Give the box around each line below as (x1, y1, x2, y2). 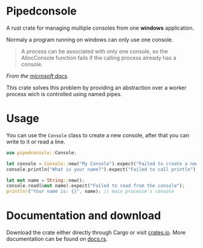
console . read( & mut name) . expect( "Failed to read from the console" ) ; (6, 183, 185, 189)
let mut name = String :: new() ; (6, 177, 85, 183)
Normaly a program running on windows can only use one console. (6, 36, 173, 43)
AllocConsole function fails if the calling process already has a (21, 54, 176, 61)
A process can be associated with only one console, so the (21, 47, 168, 55)
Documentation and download (6, 209, 161, 223)
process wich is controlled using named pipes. (6, 90, 122, 97)
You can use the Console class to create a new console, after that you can (6, 131, 189, 139)
